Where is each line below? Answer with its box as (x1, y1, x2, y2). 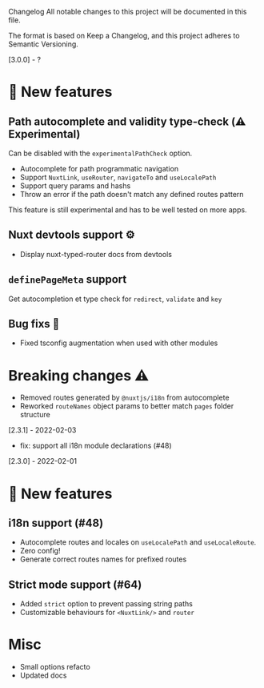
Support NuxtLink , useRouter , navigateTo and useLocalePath (19, 172, 217, 182)
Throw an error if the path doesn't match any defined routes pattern (19, 190, 244, 199)
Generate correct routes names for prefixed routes (19, 554, 187, 564)
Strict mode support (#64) (8, 577, 142, 591)
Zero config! (19, 546, 61, 556)
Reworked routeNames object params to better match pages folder (19, 401, 234, 411)
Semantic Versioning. (8, 39, 78, 49)
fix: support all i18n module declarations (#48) (19, 441, 172, 451)
